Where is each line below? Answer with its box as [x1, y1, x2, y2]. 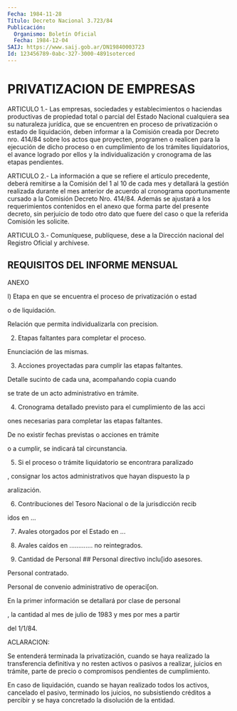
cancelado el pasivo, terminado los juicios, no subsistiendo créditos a [7, 688, 211, 697]
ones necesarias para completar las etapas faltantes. [7, 416, 163, 425]
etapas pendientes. [7, 158, 64, 166]
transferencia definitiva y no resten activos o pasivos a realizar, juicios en [7, 659, 222, 667]
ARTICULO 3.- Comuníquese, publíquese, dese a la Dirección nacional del [7, 231, 224, 239]
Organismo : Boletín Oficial [14, 30, 98, 38]
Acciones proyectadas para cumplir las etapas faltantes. [17, 361, 183, 370]
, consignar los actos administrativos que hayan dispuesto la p [7, 472, 190, 480]
